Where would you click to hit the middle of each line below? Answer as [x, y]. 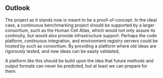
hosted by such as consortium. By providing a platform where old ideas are [81, 46]
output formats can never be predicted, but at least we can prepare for [76, 66]
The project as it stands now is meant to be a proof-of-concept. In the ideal [81, 20]
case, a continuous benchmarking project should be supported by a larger [80, 25]
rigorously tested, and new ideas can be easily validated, [62, 51]
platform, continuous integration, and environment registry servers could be [81, 41]
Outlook [18, 8]
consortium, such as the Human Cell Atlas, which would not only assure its [80, 30]
